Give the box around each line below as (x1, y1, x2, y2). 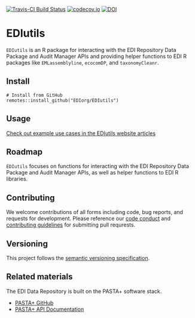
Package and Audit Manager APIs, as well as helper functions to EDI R (6, 169, 179, 176)
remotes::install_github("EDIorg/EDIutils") (6, 97, 119, 103)
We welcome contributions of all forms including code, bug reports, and (6, 209, 184, 216)
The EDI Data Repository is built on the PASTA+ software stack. (6, 288, 162, 295)
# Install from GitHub (6, 92, 63, 98)
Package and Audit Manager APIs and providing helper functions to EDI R (6, 53, 187, 60)
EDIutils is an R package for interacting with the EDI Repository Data (6, 46, 176, 53)
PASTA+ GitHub (14, 299, 54, 306)
